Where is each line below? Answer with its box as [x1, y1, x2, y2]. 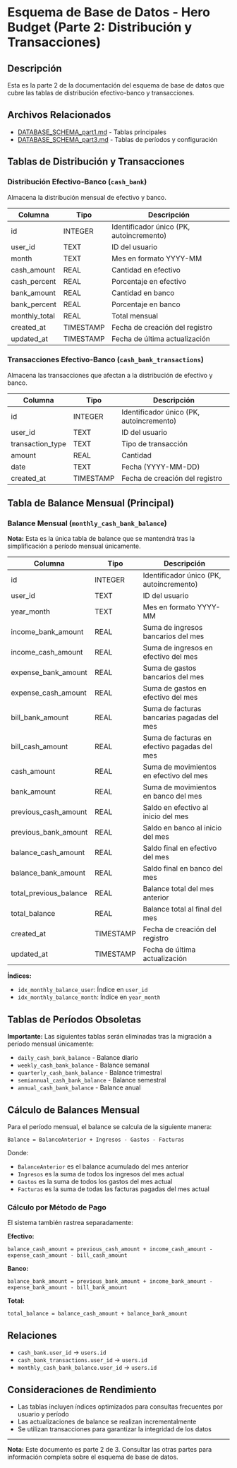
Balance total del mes [142, 884, 214, 894]
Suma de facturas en [142, 733, 212, 743]
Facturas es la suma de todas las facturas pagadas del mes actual [17, 1185, 209, 1193]
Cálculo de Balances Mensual [7, 1104, 140, 1116]
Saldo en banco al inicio [142, 823, 222, 833]
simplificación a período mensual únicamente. [7, 542, 141, 551]
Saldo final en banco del [142, 864, 224, 873]
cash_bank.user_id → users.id [17, 1348, 107, 1356]
